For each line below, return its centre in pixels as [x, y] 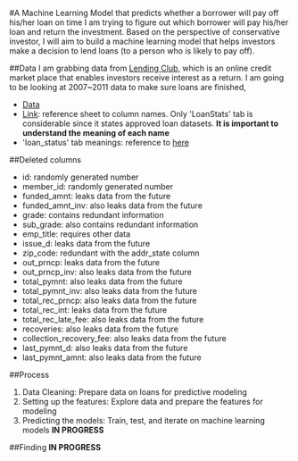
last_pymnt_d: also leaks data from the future [105, 348]
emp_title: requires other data [76, 234]
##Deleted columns [46, 159]
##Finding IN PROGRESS [55, 447]
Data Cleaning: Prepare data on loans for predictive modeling [134, 392]
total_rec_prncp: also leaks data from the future [110, 300]
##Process [29, 375]
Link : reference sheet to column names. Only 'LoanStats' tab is [137, 114]
